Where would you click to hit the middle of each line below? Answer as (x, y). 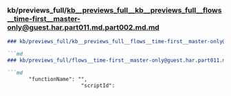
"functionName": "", (58, 79)
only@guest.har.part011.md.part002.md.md (83, 27)
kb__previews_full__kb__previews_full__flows (144, 10)
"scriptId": (98, 85)
